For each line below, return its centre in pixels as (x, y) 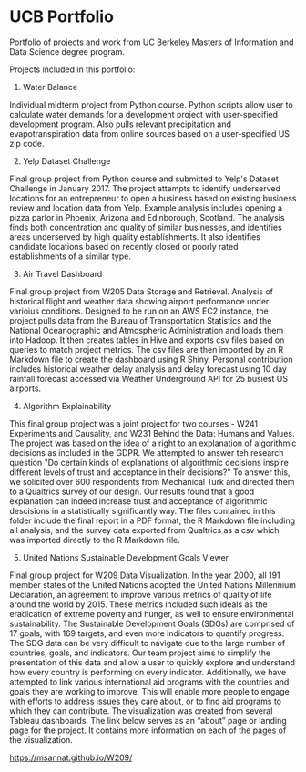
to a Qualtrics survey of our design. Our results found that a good (132, 491)
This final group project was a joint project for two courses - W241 (133, 423)
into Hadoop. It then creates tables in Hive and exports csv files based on (147, 340)
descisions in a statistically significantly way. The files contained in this (143, 510)
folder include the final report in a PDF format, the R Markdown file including (153, 520)
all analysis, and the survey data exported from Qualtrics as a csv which (144, 530)
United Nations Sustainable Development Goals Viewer (126, 557)
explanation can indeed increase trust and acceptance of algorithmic (138, 501)
